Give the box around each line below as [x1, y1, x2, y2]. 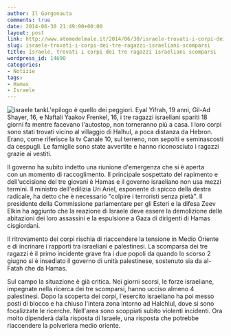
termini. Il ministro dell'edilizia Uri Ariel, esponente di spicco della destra [7, 185, 212, 193]
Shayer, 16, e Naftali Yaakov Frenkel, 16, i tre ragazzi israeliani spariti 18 [7, 113, 208, 121]
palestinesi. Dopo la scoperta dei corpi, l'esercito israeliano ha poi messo [7, 292, 214, 300]
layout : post [7, 29, 45, 36]
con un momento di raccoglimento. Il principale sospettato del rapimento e [7, 170, 219, 179]
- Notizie [7, 67, 36, 74]
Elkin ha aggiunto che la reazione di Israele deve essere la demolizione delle [7, 207, 223, 216]
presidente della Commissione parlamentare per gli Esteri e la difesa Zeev [7, 200, 217, 208]
